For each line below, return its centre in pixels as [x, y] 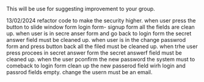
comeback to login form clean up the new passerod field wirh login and [96, 66]
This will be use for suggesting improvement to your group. [81, 9]
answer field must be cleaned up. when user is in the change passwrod [96, 40]
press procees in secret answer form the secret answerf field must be [94, 53]
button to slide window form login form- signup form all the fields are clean [101, 27]
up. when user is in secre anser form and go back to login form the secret [99, 33]
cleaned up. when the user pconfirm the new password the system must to [101, 59]
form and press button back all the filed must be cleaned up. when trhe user [102, 46]
